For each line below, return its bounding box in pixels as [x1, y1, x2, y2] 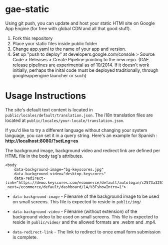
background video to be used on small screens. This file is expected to [12, 213, 158, 219]
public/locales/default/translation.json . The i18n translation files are [5, 112, 153, 118]
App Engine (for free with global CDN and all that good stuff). [5, 25, 131, 31]
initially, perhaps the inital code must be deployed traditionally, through [12, 67, 158, 73]
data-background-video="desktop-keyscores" [14, 171, 106, 176]
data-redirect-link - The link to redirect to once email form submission [12, 228, 161, 234]
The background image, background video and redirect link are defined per [5, 147, 160, 154]
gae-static [5, 4, 49, 15]
